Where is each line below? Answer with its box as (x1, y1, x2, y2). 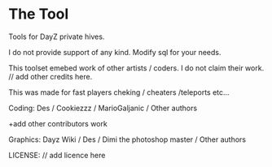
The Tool (8, 5, 69, 24)
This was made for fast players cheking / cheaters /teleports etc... (8, 87, 230, 97)
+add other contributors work (8, 118, 107, 128)
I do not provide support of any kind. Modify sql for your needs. (8, 47, 222, 57)
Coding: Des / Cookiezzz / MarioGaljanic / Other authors (8, 103, 198, 113)
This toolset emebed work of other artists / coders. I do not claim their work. (8, 62, 265, 73)
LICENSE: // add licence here (8, 150, 106, 160)
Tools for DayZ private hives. (8, 32, 105, 41)
